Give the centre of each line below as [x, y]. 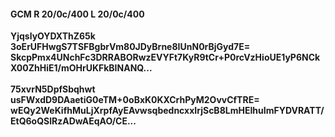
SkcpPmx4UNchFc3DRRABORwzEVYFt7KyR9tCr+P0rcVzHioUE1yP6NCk [165, 57]
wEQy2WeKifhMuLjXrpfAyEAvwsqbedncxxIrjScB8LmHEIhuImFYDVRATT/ [167, 111]
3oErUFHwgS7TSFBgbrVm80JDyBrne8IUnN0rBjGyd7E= [130, 47]
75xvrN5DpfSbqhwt [53, 89]
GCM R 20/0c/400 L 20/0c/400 [77, 14]
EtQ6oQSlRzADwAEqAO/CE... [73, 121]
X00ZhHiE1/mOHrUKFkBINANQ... [81, 68]
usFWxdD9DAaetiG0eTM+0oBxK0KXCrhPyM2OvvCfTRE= [135, 100]
